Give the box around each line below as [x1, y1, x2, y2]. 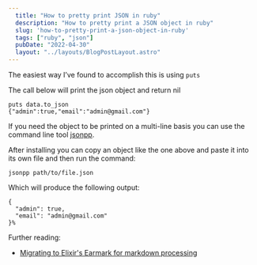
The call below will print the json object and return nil [8, 85, 181, 95]
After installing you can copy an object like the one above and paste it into [8, 146, 249, 154]
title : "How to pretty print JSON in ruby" [15, 11, 161, 20]
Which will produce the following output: [8, 183, 140, 192]
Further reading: [8, 233, 61, 242]
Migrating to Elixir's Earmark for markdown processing [19, 248, 198, 257]
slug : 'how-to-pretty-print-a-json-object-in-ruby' [15, 26, 190, 34]
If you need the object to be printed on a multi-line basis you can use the [8, 122, 245, 131]
